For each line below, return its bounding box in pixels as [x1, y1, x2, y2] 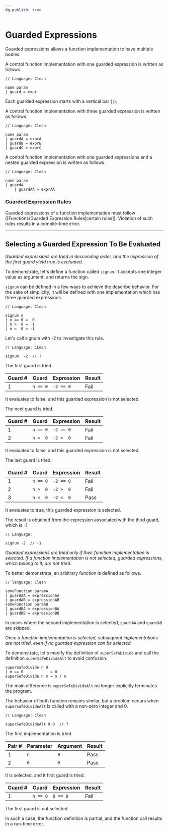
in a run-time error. [5, 820, 44, 826]
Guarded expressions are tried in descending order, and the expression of [5, 253, 159, 259]
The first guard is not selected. [5, 805, 69, 811]
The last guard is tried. [5, 457, 52, 463]
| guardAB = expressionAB [5, 597, 59, 602]
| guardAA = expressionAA [5, 593, 59, 598]
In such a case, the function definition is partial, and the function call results [5, 815, 162, 821]
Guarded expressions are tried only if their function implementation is [5, 549, 149, 556]
